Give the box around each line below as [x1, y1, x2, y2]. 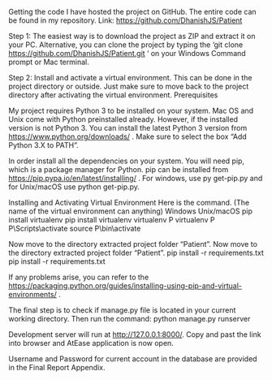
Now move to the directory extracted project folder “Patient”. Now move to [8, 240, 258, 248]
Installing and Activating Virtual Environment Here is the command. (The [8, 198, 250, 207]
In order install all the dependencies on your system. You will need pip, [8, 156, 245, 166]
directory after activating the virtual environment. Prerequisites [8, 90, 218, 100]
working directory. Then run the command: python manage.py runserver [8, 314, 251, 323]
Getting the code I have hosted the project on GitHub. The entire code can [8, 7, 257, 16]
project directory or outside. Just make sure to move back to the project [8, 81, 249, 91]
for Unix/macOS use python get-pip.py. [8, 182, 140, 192]
